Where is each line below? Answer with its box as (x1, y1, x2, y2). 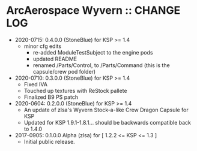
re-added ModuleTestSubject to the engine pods (32, 49, 153, 56)
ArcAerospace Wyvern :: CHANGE (6, 4, 181, 17)
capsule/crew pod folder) (32, 68, 96, 75)
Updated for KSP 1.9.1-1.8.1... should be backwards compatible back (23, 119, 191, 126)
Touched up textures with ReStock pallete (23, 87, 127, 94)
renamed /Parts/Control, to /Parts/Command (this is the (32, 61, 170, 69)
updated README (32, 55, 77, 62)
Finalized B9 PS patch (23, 93, 79, 101)
